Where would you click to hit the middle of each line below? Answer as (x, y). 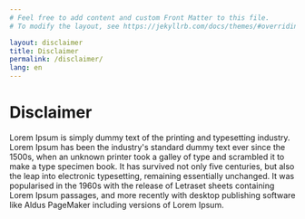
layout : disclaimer (46, 43)
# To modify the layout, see (64, 26)
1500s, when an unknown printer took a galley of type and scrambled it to (147, 157)
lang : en (26, 68)
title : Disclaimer (44, 51)
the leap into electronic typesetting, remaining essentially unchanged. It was (152, 176)
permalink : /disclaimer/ (56, 60)
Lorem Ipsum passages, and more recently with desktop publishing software (152, 195)
